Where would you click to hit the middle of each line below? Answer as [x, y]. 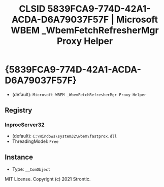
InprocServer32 [25, 125]
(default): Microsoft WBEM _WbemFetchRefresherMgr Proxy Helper [79, 94]
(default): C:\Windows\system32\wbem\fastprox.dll [64, 136]
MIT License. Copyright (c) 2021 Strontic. [48, 179]
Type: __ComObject [31, 169]
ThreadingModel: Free [35, 141]
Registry [19, 110]
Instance [19, 157]
